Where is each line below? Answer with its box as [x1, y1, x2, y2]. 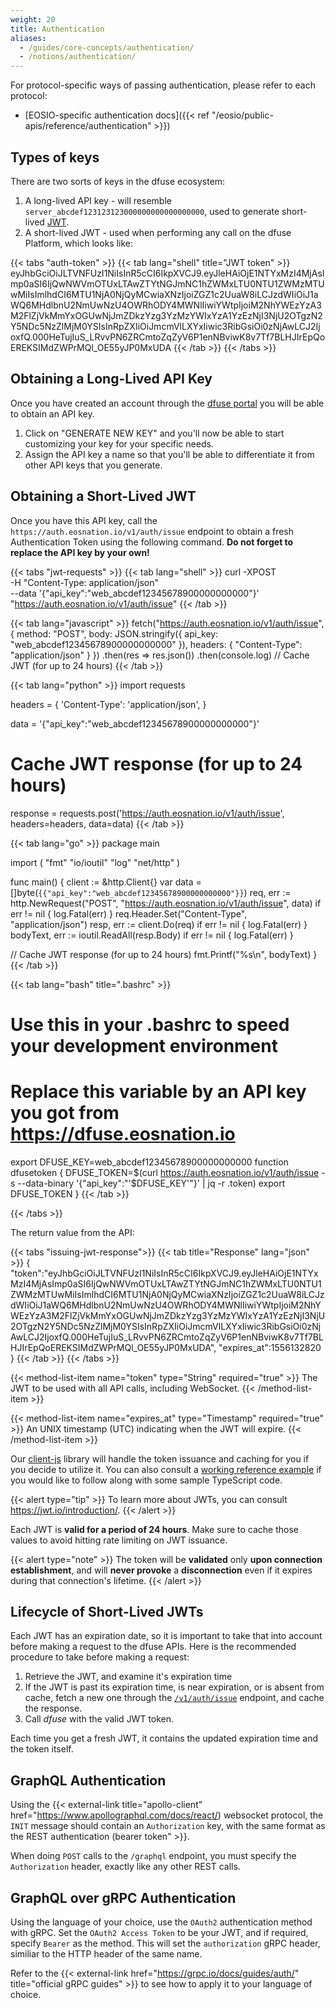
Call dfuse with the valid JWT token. [24, 1713, 175, 1725]
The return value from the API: [10, 1226, 135, 1238]
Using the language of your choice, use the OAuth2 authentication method [10, 1916, 313, 1928]
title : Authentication [10, 24, 105, 34]
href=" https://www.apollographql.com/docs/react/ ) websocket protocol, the [10, 1809, 324, 1821]
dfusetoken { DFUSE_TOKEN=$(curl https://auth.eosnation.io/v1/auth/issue [10, 1166, 320, 1178]
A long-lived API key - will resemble [24, 194, 172, 206]
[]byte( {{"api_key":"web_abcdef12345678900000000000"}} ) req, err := [10, 886, 292, 898]
